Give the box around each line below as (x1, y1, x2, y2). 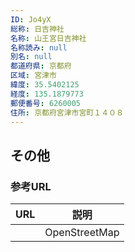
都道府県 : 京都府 (10, 61, 72, 71)
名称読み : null (10, 42, 68, 53)
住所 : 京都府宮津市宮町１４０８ (10, 107, 124, 118)
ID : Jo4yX (10, 14, 52, 25)
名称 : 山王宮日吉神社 (10, 33, 87, 43)
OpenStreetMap (44, 226, 120, 240)
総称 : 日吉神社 (10, 24, 65, 34)
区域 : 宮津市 (10, 71, 57, 81)
